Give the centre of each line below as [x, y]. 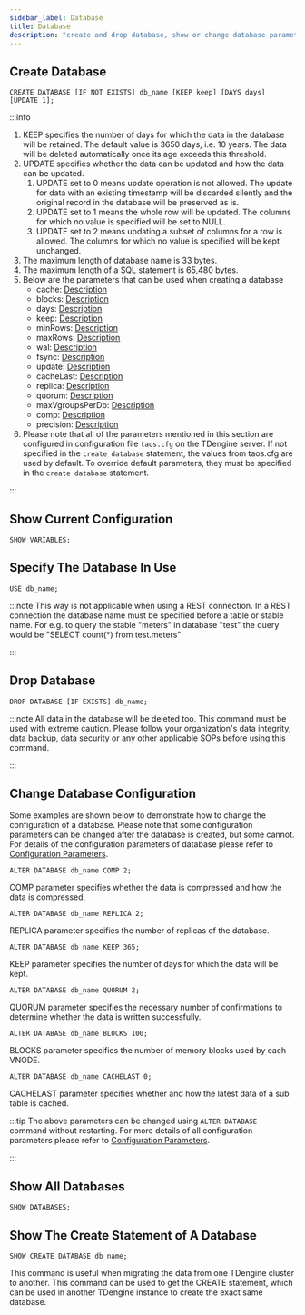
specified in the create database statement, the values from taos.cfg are [157, 453]
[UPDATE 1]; [32, 101]
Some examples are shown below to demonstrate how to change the [138, 815]
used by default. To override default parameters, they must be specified [157, 463]
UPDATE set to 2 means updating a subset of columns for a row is [159, 232]
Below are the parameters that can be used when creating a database [153, 280]
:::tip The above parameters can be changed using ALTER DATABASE [133, 1121]
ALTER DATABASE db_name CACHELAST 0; [81, 1077]
